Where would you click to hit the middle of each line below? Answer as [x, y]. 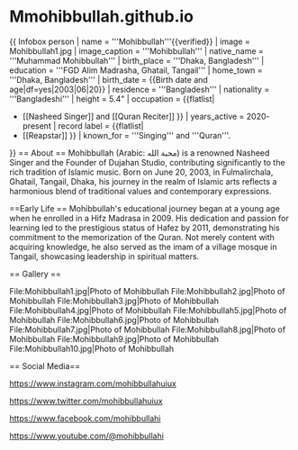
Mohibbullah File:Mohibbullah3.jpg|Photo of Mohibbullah [114, 301]
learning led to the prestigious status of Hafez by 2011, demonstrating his [145, 228]
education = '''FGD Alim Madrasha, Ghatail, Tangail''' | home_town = [136, 70]
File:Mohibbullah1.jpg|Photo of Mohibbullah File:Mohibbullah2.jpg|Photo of [147, 291]
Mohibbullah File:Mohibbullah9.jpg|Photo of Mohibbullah [114, 338]
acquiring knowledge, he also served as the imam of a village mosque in [143, 247]
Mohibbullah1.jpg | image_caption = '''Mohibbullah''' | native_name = [136, 50]
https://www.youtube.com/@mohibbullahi [87, 436]
